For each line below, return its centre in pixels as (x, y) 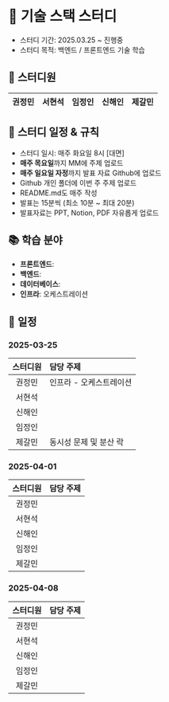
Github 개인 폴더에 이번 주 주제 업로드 (78, 182)
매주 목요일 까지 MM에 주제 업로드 (71, 163)
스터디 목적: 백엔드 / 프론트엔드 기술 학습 (82, 49)
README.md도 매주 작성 (58, 193)
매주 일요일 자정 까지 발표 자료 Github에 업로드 (90, 173)
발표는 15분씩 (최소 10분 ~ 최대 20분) (77, 202)
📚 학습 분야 (36, 240)
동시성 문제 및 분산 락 (86, 442)
